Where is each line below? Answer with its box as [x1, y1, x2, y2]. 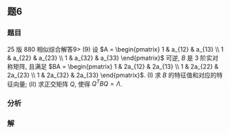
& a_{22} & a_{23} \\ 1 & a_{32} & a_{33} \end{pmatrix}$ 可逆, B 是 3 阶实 [7, 54, 213, 62]
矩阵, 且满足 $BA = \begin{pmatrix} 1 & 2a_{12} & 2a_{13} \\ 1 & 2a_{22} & [12, 62, 219, 70]
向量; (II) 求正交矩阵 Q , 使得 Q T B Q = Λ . [12, 78, 123, 88]
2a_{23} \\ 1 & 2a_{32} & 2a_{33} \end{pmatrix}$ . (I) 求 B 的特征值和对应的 [7, 71, 217, 79]
